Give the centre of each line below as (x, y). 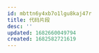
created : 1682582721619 (42, 39)
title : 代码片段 (29, 20)
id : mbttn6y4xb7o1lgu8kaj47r (49, 13)
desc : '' (20, 26)
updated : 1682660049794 (42, 33)
